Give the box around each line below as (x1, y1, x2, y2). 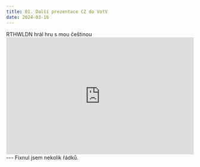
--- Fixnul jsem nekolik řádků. (6, 154, 79, 161)
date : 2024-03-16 (6, 14, 49, 20)
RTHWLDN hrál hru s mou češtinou (6, 30, 92, 37)
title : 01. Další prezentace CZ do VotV (6, 8, 108, 15)
